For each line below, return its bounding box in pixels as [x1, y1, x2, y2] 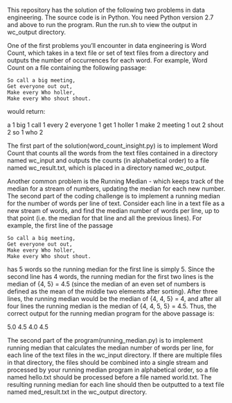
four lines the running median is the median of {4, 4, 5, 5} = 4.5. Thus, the [7, 302, 217, 310]
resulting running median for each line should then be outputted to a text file [7, 381, 225, 388]
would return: [7, 108, 46, 115]
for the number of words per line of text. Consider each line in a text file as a [7, 199, 225, 207]
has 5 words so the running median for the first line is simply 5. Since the [7, 265, 215, 273]
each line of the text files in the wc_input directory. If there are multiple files [7, 351, 223, 359]
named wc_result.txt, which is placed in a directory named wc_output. [7, 164, 206, 172]
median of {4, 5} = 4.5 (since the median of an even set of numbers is [7, 280, 206, 288]
